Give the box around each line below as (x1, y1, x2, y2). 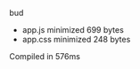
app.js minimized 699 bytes (21, 25, 125, 34)
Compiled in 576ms (9, 51, 80, 61)
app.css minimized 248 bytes (21, 34, 131, 44)
